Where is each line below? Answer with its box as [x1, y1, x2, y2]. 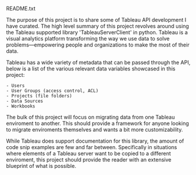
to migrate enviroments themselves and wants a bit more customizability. [6, 126, 184, 133]
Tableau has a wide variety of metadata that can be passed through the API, [6, 59, 191, 66]
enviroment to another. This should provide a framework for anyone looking [6, 120, 190, 127]
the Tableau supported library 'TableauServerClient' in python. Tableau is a [6, 29, 188, 36]
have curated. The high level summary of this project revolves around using [6, 23, 190, 29]
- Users [6, 83, 25, 89]
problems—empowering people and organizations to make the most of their [6, 41, 190, 48]
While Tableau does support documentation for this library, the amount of [6, 137, 184, 144]
